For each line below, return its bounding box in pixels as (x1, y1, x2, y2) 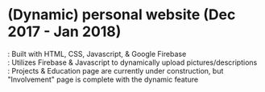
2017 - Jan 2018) (7, 22, 122, 41)
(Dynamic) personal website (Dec (7, 6, 236, 24)
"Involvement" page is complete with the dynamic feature (7, 74, 199, 84)
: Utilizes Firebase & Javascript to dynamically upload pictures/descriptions (7, 58, 258, 67)
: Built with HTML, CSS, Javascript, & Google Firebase (7, 49, 187, 58)
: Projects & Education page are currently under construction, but (7, 66, 224, 75)
